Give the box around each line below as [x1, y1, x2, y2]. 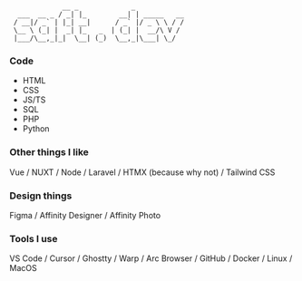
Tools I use [9, 232, 58, 245]
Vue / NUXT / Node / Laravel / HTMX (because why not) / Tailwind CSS [9, 167, 276, 178]
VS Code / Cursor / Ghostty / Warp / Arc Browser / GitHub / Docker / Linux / [9, 253, 293, 264]
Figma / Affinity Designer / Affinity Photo [9, 209, 161, 220]
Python [22, 123, 50, 134]
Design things [9, 189, 73, 202]
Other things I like [9, 146, 89, 159]
